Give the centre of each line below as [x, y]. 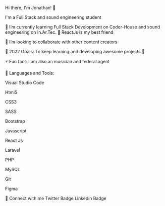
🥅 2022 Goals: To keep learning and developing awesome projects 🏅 [75, 51]
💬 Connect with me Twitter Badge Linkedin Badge [56, 198]
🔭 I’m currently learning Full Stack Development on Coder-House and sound [82, 27]
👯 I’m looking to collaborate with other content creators [61, 42]
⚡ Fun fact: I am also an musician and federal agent [57, 61]
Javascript [16, 131]
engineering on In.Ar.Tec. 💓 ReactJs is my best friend [59, 32]
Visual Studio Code [25, 83]
